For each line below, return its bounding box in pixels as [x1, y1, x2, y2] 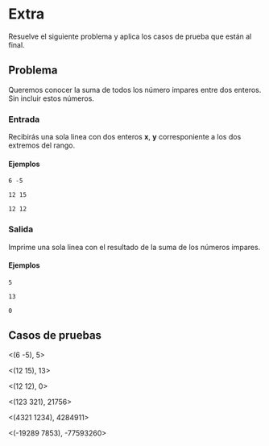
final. [8, 40, 26, 49]
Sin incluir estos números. [8, 94, 95, 103]
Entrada [8, 114, 40, 125]
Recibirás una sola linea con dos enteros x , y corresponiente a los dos [8, 132, 242, 142]
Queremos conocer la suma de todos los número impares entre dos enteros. [8, 85, 262, 94]
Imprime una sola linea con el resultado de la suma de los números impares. [8, 242, 261, 252]
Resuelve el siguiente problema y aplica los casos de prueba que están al [8, 31, 252, 41]
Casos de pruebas [8, 328, 102, 343]
